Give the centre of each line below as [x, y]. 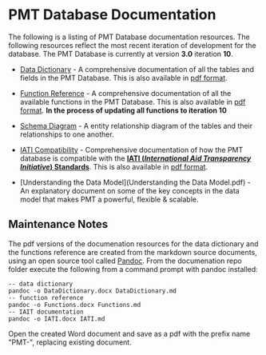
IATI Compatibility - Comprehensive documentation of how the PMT [131, 150]
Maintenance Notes [58, 224]
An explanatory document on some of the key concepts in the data [129, 190]
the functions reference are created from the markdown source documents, [133, 252]
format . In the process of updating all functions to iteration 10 [123, 110]
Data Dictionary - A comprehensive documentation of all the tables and [137, 69]
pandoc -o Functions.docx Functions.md [75, 305]
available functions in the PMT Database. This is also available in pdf [133, 102]
